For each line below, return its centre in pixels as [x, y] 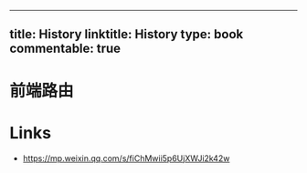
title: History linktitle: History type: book [127, 34]
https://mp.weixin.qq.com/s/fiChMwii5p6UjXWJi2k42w [126, 158]
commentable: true [65, 49]
